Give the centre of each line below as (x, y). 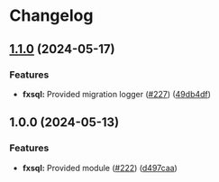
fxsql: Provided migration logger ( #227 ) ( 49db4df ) (117, 94)
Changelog (51, 16)
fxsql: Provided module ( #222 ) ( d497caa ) (100, 168)
